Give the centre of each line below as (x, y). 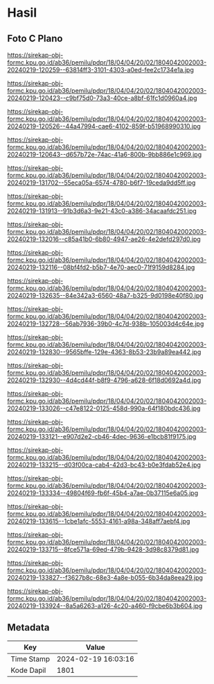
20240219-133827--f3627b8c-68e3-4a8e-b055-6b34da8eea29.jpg (105, 577)
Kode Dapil (28, 670)
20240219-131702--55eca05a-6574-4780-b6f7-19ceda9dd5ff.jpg (101, 183)
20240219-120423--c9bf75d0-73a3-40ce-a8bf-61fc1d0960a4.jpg (102, 98)
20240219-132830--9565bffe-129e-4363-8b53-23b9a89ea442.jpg (104, 352)
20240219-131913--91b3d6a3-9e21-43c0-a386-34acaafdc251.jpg (102, 211)
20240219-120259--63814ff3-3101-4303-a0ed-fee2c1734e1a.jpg (100, 70)
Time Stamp (30, 659)
